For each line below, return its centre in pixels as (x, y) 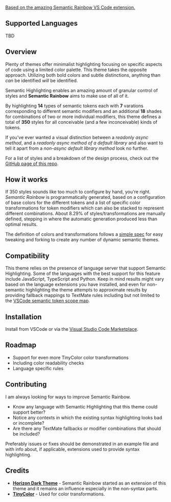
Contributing (26, 385)
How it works (27, 180)
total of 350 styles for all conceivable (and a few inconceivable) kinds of (81, 122)
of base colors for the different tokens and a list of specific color (73, 203)
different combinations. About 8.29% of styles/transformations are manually (86, 214)
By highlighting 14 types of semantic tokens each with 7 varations (75, 106)
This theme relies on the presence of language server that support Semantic (86, 268)
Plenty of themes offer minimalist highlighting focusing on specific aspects (84, 64)
